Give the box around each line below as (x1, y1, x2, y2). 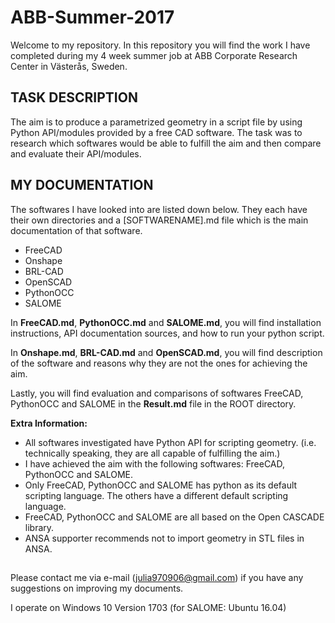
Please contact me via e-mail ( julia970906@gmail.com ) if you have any (10, 571, 304, 583)
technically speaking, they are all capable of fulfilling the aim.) (24, 447, 281, 459)
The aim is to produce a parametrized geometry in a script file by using (10, 116, 303, 128)
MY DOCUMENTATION (10, 177, 154, 194)
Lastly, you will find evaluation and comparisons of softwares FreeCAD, (10, 387, 304, 399)
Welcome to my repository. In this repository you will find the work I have (10, 39, 311, 51)
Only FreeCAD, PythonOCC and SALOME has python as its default (24, 479, 298, 491)
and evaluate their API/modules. (10, 147, 142, 160)
